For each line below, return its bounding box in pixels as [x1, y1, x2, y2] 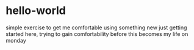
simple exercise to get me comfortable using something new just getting [5, 24, 187, 31]
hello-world [5, 4, 66, 18]
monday [5, 37, 27, 44]
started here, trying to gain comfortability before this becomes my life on [5, 30, 189, 37]
